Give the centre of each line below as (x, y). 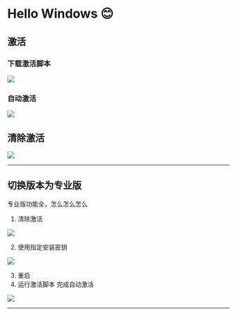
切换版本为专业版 (44, 186)
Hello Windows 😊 (61, 14)
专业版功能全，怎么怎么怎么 (48, 204)
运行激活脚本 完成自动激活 (55, 284)
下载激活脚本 (29, 64)
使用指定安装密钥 (42, 247)
